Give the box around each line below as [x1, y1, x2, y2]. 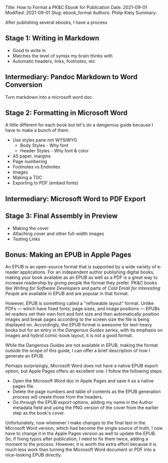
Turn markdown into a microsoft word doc [5, 94, 92, 100]
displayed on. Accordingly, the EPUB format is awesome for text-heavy [5, 322, 152, 328]
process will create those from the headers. [12, 394, 103, 400]
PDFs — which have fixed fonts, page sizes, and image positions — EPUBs [5, 306, 160, 312]
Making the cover [12, 225, 49, 231]
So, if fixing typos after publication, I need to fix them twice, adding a [5, 436, 148, 442]
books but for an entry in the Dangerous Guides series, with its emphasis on [5, 327, 163, 333]
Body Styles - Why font [20, 142, 69, 148]
